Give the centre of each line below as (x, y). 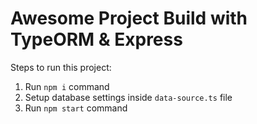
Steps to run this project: (61, 67)
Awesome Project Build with (129, 18)
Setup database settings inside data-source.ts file (128, 97)
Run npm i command (67, 86)
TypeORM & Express (96, 39)
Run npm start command (76, 108)
